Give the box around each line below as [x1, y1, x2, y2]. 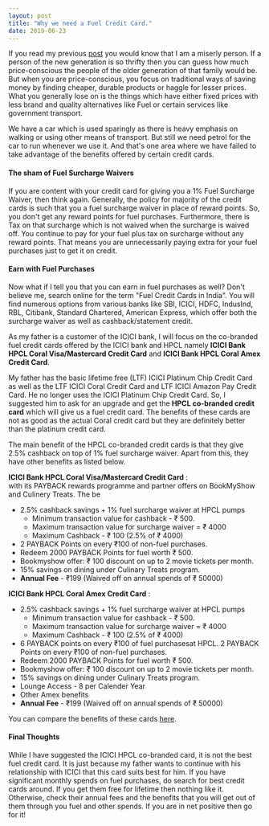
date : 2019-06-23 [8, 27, 67, 35]
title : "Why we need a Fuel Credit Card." [8, 19, 153, 27]
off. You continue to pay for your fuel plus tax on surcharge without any [8, 228, 244, 238]
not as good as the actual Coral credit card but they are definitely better [8, 415, 246, 425]
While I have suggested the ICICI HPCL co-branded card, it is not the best [8, 750, 252, 759]
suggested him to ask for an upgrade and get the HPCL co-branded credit [8, 399, 255, 408]
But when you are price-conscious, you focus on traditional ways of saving [8, 74, 256, 84]
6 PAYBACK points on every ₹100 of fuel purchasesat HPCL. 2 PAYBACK [19, 638, 259, 648]
